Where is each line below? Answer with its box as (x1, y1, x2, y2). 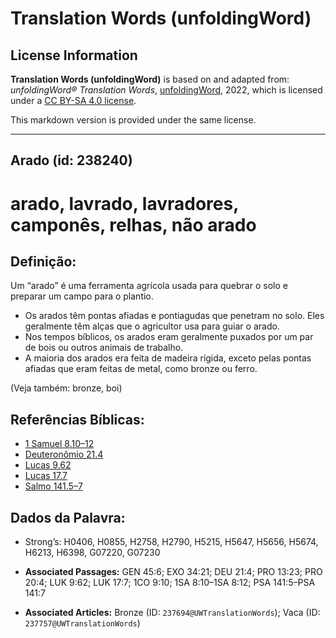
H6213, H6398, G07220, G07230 (24, 547, 161, 559)
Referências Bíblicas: (10, 411, 145, 428)
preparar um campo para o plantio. (10, 290, 154, 302)
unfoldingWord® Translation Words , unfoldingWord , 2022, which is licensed (10, 84, 323, 96)
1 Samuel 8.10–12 (24, 438, 95, 450)
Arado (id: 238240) (10, 152, 133, 169)
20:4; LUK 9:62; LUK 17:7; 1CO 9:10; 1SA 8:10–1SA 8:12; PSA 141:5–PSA (24, 577, 316, 589)
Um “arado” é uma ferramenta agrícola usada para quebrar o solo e (10, 280, 288, 292)
